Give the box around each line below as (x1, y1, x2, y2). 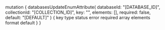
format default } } (5, 20, 41, 26)
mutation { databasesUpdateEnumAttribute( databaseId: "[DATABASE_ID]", (5, 4, 160, 10)
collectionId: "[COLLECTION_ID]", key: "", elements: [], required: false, (5, 9, 151, 15)
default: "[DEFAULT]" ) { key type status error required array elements (5, 15, 150, 20)
